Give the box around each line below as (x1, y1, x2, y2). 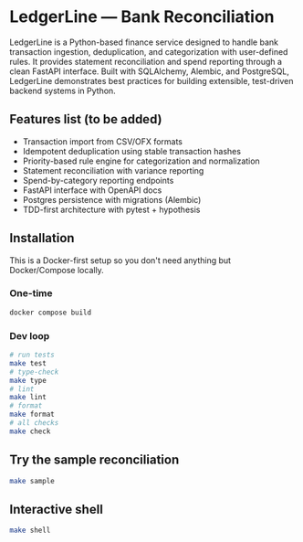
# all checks (9, 419, 59, 428)
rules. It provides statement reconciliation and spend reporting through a (9, 56, 283, 67)
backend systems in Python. (9, 85, 116, 96)
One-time (9, 287, 53, 300)
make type (9, 376, 47, 385)
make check (9, 427, 51, 436)
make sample (9, 476, 55, 485)
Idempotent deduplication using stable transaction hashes (22, 145, 242, 156)
